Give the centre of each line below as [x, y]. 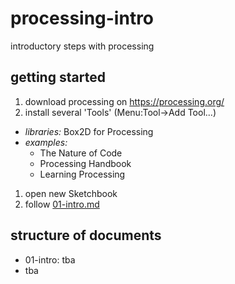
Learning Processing [82, 174]
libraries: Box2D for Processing [89, 131]
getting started [58, 77]
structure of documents [86, 235]
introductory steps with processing [82, 46]
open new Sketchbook [71, 193]
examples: [46, 142]
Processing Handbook [85, 163]
